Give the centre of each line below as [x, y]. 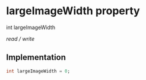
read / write [20, 39]
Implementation [36, 57]
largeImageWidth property [73, 11]
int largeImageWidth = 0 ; [38, 71]
